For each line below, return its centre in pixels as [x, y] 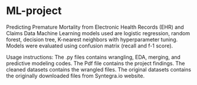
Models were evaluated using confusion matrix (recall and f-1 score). [90, 46]
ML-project [34, 11]
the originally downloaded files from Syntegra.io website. [75, 76]
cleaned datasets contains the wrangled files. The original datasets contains [99, 69]
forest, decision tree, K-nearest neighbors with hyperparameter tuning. [92, 39]
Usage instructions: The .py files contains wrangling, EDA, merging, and [93, 57]
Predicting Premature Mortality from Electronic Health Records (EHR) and [95, 27]
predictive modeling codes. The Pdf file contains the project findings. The [96, 63]
